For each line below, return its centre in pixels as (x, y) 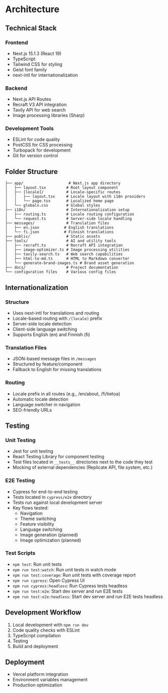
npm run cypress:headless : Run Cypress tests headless (70, 586)
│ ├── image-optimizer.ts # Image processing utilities (67, 250)
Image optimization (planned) (51, 540)
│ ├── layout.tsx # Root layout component (62, 188)
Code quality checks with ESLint (46, 630)
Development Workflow (43, 613)
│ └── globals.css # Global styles (53, 206)
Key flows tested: (31, 507)
